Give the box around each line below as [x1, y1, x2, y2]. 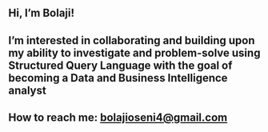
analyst [8, 83, 46, 97]
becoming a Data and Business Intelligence [8, 71, 228, 85]
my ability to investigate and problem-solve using [8, 46, 261, 59]
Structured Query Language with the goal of [8, 58, 233, 72]
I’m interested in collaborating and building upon [8, 34, 255, 47]
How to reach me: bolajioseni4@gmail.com [8, 111, 228, 125]
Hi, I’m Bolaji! [8, 6, 74, 20]
